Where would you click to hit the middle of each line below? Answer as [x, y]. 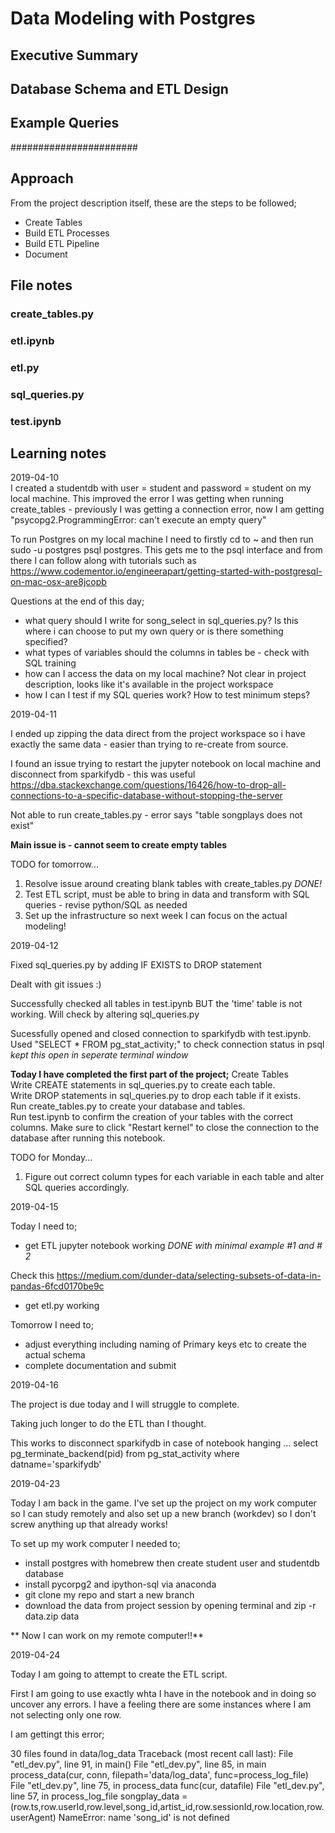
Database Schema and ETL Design [119, 88]
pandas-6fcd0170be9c [57, 1286]
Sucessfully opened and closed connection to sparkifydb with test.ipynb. [161, 1034]
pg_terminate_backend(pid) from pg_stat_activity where [125, 1454]
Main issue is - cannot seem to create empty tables [119, 845]
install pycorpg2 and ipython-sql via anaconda [120, 1584]
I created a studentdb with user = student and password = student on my [161, 488]
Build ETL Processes [67, 233]
